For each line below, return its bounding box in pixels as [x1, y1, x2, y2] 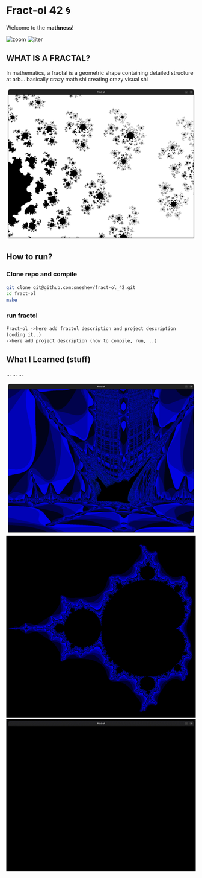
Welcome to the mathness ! [6, 24, 74, 31]
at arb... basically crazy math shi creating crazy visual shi [6, 75, 148, 83]
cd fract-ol [6, 291, 36, 297]
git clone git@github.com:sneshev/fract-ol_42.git [6, 284, 136, 290]
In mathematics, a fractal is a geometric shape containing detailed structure [6, 69, 194, 76]
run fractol [6, 311, 38, 320]
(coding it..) [6, 332, 42, 338]
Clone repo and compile [6, 270, 77, 278]
